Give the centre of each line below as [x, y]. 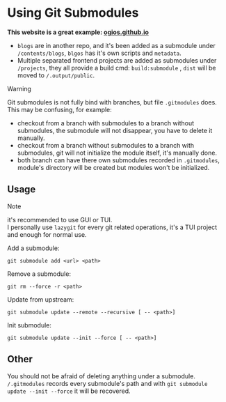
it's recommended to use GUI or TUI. [60, 219]
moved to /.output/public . [56, 75]
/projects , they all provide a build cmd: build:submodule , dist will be [116, 68]
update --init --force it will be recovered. [69, 391]
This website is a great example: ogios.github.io [78, 32]
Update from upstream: [41, 299]
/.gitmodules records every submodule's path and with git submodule [107, 383]
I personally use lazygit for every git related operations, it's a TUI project [112, 227]
